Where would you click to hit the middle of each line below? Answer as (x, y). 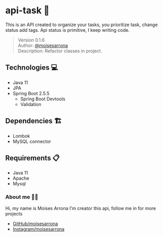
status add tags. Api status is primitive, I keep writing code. (67, 30)
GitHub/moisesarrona (35, 223)
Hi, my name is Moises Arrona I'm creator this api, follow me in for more (81, 208)
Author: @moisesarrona (43, 45)
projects (14, 213)
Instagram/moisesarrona (39, 229)
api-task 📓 (28, 10)
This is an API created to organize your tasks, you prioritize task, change (81, 25)
